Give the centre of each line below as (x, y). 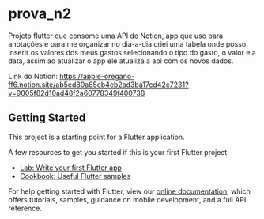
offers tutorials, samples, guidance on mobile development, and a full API (127, 199)
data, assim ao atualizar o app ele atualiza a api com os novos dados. (121, 61)
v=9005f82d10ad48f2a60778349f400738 (77, 93)
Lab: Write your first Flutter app (71, 168)
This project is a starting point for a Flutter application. (96, 137)
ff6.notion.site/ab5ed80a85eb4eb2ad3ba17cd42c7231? (98, 85)
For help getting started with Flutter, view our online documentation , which (130, 191)
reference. (25, 208)
